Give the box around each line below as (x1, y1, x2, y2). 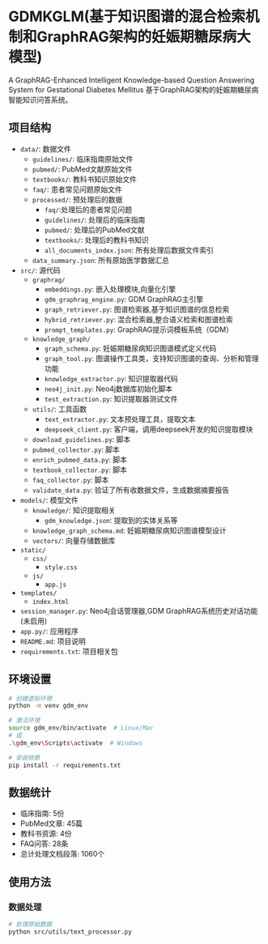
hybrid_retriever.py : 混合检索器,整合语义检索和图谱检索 (44, 314, 233, 324)
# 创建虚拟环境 (8, 694, 53, 703)
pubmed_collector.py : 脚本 (32, 444, 120, 454)
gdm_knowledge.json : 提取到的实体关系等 (44, 515, 178, 525)
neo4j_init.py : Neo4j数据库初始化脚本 (44, 384, 172, 393)
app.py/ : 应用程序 (19, 626, 79, 636)
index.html (32, 597, 70, 606)
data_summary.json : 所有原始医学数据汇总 (32, 255, 170, 265)
